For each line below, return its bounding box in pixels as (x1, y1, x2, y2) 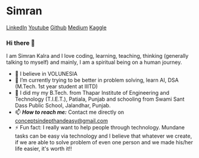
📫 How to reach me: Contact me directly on (14, 109, 125, 116)
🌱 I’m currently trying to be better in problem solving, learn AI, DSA (14, 76, 179, 84)
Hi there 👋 (6, 39, 36, 47)
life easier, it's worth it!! (14, 145, 73, 153)
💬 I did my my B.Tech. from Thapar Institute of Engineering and (14, 89, 170, 97)
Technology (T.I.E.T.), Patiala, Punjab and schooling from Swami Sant (14, 95, 185, 103)
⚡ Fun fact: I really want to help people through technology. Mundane (14, 124, 185, 131)
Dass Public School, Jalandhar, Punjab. (14, 102, 111, 109)
